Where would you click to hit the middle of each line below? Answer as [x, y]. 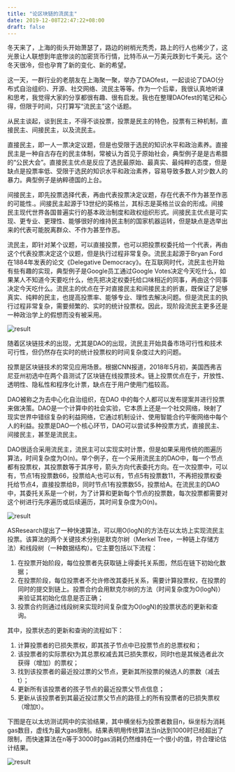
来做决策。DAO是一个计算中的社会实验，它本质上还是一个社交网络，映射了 [115, 408]
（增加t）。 [32, 707]
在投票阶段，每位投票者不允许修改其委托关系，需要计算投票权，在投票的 [121, 581]
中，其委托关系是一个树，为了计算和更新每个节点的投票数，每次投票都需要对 [117, 493]
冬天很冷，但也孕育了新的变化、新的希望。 [69, 65]
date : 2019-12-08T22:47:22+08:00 [56, 20]
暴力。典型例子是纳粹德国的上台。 [56, 180]
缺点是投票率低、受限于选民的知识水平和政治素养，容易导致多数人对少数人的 [117, 171]
